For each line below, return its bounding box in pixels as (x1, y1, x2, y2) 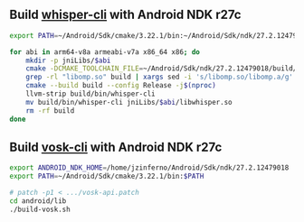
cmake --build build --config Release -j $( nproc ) (25, 81, 217, 90)
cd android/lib (9, 197, 67, 206)
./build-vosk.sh (9, 205, 71, 214)
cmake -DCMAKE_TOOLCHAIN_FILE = (25, 64, 144, 73)
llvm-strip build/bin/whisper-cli (25, 89, 156, 98)
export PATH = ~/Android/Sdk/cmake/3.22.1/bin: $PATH (9, 171, 204, 181)
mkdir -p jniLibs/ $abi (25, 56, 111, 65)
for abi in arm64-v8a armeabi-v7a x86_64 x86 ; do (9, 47, 201, 57)
